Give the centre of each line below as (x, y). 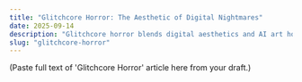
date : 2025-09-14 (42, 26)
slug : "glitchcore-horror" (60, 42)
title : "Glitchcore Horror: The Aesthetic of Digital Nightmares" (136, 17)
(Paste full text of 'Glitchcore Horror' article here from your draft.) (130, 68)
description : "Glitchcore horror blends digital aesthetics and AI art (146, 34)
